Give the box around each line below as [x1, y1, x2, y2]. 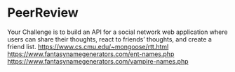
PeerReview [7, 5, 79, 21]
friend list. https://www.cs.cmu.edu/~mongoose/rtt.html [7, 42, 169, 51]
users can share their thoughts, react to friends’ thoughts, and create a [7, 35, 213, 43]
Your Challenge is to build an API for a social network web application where [7, 28, 228, 36]
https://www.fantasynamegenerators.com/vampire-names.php [7, 57, 189, 65]
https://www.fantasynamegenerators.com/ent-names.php [7, 50, 175, 58]
